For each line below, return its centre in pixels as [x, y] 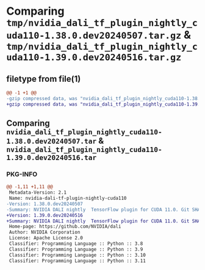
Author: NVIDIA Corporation [45, 232]
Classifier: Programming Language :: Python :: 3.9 [76, 249]
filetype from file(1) [44, 78]
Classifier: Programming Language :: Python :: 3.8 [76, 244]
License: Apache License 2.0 [46, 238]
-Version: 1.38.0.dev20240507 [45, 204]
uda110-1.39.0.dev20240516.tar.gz [94, 58]
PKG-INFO [22, 174]
